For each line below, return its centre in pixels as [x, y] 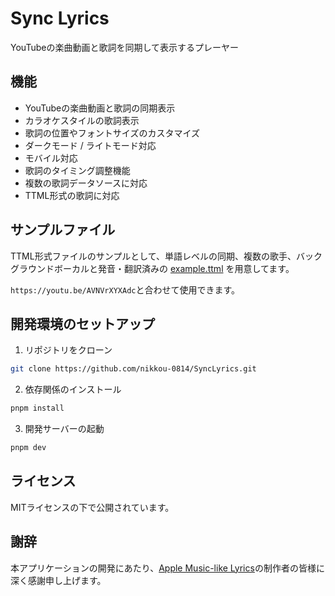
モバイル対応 [51, 158]
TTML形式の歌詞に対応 [72, 195]
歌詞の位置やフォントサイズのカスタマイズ [112, 133]
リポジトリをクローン [68, 350]
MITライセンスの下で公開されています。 [92, 507]
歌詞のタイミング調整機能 [77, 170]
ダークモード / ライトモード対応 [90, 145]
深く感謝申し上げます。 [58, 580]
